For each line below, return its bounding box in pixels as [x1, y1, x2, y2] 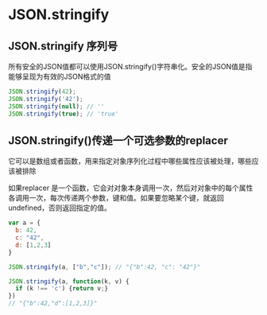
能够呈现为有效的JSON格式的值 [8, 72, 111, 81]
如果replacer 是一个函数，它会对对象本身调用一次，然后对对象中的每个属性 [8, 183, 253, 192]
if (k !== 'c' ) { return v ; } [15, 285, 109, 293]
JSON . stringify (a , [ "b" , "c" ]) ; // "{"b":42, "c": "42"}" [8, 262, 201, 271]
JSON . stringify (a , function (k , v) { [8, 277, 130, 286]
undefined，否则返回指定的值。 [8, 203, 111, 212]
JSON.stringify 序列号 [8, 39, 118, 52]
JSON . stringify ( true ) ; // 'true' [8, 110, 119, 118]
